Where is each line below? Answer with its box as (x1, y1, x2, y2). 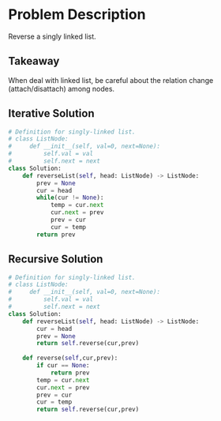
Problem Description (8, 6, 146, 24)
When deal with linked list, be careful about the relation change (8, 75, 214, 85)
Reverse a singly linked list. (8, 32, 96, 41)
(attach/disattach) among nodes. (8, 84, 115, 93)
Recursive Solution (8, 253, 103, 266)
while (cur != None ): (36, 194, 104, 202)
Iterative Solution (8, 107, 95, 120)
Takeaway (8, 55, 60, 68)
